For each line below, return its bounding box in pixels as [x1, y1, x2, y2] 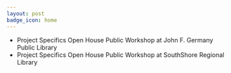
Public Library [16, 43, 58, 51]
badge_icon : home [6, 17, 58, 24]
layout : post [6, 10, 45, 17]
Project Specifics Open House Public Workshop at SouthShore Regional [16, 50, 225, 59]
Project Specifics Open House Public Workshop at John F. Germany [16, 35, 213, 44]
